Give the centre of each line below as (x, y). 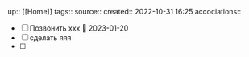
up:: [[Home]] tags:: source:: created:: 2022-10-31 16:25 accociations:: (124, 12)
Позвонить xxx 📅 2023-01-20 (79, 28)
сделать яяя (50, 38)
